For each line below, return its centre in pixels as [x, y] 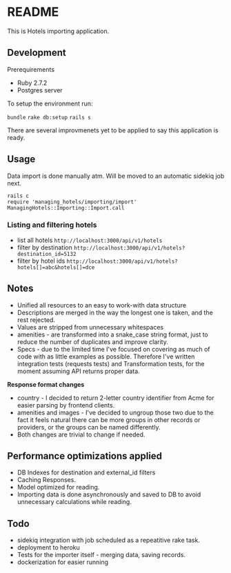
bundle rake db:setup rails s [49, 117]
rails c [18, 196]
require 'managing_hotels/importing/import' [72, 202]
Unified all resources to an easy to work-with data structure [102, 305]
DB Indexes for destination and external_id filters [86, 472]
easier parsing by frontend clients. [66, 405]
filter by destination [44, 247]
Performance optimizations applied [85, 456]
